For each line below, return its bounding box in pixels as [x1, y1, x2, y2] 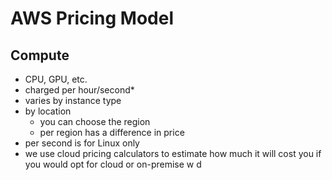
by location [24, 105, 72, 117]
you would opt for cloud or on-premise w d [24, 158, 202, 170]
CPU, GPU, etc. [24, 73, 88, 85]
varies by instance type [24, 95, 122, 106]
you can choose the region [39, 116, 151, 127]
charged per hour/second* [24, 84, 135, 96]
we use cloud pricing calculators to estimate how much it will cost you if [24, 148, 322, 159]
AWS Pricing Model [10, 7, 174, 30]
